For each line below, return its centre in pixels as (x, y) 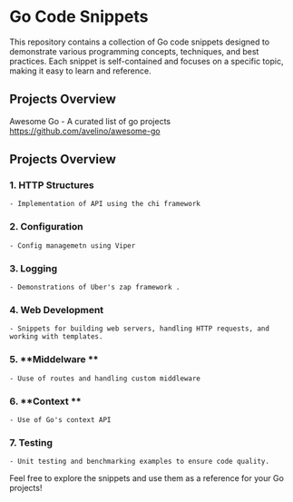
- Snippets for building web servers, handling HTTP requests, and (140, 329)
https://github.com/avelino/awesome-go (85, 131)
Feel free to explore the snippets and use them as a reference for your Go (146, 478)
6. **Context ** (45, 401)
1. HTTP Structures (52, 185)
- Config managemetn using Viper (73, 246)
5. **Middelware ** (54, 359)
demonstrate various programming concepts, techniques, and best (134, 51)
